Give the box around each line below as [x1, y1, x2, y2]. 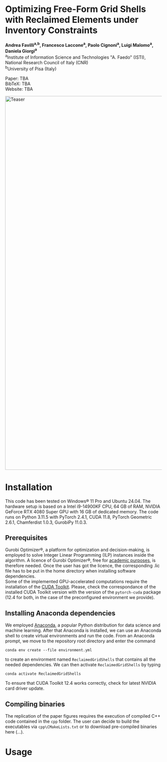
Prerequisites [5, 533, 48, 542]
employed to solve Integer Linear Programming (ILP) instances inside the [5, 552, 155, 558]
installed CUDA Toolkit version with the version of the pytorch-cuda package [5, 589, 162, 595]
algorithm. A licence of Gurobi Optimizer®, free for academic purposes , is [5, 557, 156, 564]
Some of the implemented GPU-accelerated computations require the [5, 579, 148, 585]
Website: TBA [5, 86, 33, 92]
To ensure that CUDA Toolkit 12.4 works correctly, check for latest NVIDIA [5, 680, 157, 686]
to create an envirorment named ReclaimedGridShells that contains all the [5, 656, 156, 662]
